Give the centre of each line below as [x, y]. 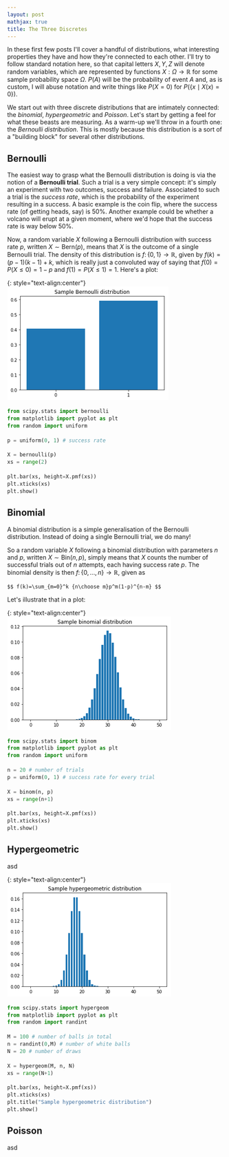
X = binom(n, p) [30, 792]
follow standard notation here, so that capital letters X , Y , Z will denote [106, 64]
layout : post [26, 14]
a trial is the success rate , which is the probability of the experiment [103, 197]
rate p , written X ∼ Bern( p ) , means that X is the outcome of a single [103, 247]
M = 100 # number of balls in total [59, 1037]
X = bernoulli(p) [32, 455]
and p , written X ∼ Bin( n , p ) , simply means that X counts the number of [108, 557]
